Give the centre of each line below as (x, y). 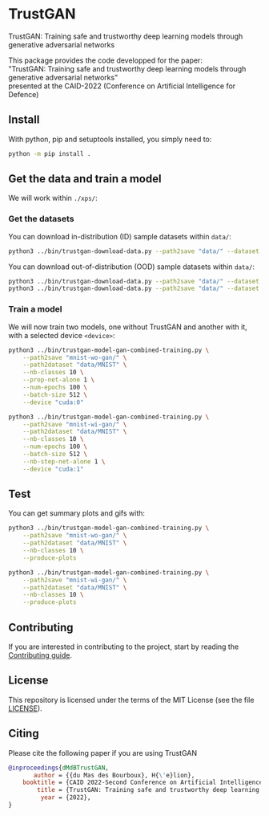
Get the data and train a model (85, 179)
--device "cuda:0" (53, 402)
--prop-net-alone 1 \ (58, 380)
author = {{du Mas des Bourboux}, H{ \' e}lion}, (114, 775)
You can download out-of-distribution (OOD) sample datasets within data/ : (131, 267)
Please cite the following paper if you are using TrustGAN (103, 753)
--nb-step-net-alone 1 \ (64, 461)
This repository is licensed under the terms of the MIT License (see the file (131, 700)
